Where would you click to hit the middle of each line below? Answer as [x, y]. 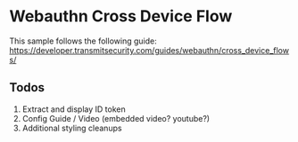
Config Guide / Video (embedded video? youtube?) [116, 118]
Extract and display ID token [74, 109]
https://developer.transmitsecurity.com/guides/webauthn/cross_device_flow [149, 50]
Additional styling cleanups [72, 128]
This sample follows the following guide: [83, 41]
